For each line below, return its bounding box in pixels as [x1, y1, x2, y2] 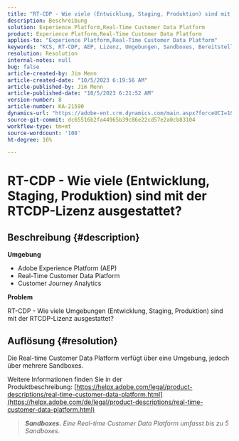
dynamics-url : [7, 110, 50, 117]
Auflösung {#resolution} [7, 335, 119, 347]
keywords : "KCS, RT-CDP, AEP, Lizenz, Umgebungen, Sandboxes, [7, 43, 196, 51]
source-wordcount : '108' [7, 129, 81, 137]
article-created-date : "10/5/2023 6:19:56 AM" [7, 76, 148, 84]
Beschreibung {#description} [7, 231, 140, 243]
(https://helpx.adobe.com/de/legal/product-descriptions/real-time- [7, 398, 203, 406]
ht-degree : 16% [7, 136, 53, 143]
